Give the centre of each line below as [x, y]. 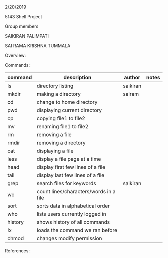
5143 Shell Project [24, 17]
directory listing [55, 86]
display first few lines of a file [71, 167]
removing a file [54, 135]
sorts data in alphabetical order [73, 206]
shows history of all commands [73, 222]
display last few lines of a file [71, 175]
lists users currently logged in [71, 214]
